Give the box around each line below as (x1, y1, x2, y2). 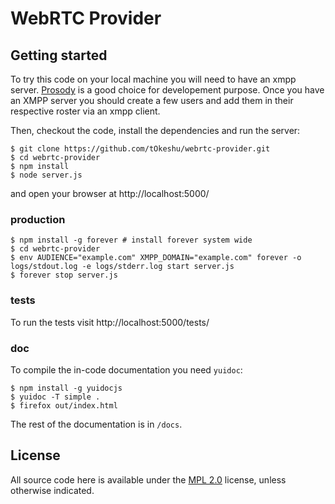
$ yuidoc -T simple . (10, 392, 101, 402)
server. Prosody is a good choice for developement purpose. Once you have (10, 84, 325, 96)
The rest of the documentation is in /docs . (10, 418, 183, 430)
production (10, 212, 66, 226)
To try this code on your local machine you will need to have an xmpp (10, 73, 297, 85)
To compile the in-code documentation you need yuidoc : (10, 363, 243, 376)
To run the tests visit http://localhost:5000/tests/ (10, 316, 210, 328)
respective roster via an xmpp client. (10, 105, 161, 117)
